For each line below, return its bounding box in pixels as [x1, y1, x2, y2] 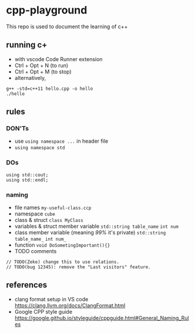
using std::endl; [6, 177, 49, 183]
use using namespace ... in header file [14, 137, 109, 144]
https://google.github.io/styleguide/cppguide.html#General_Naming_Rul [14, 314, 189, 321]
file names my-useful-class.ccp [14, 204, 92, 211]
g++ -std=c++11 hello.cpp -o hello [6, 86, 93, 92]
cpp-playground [6, 4, 88, 17]
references [6, 280, 48, 290]
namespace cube [14, 210, 56, 217]
